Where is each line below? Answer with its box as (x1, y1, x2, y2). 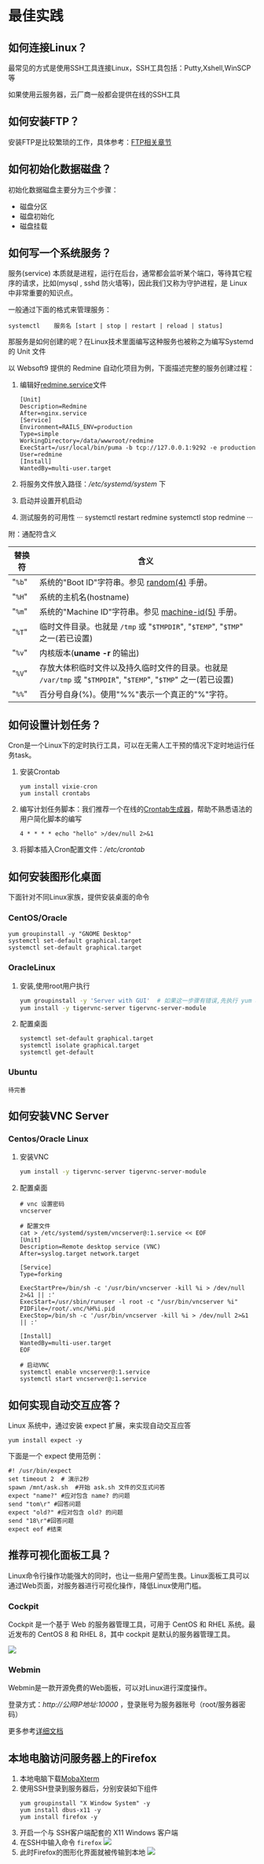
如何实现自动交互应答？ (8, 1398, 122, 1411)
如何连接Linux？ (8, 41, 88, 54)
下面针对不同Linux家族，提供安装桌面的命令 (8, 893, 150, 902)
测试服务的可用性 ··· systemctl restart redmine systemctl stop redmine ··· (19, 512, 254, 523)
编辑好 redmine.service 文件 (19, 380, 108, 390)
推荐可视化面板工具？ (8, 1549, 112, 1562)
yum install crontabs (19, 790, 90, 798)
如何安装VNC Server (8, 1110, 109, 1123)
